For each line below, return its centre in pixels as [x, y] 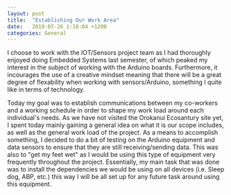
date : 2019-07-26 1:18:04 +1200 [57, 26]
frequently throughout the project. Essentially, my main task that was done [113, 162]
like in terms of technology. [46, 90]
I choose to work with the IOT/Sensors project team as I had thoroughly [109, 53]
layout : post [26, 14]
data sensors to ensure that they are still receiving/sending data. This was [113, 147]
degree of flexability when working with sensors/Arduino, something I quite [114, 82]
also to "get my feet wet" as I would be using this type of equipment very [112, 155]
